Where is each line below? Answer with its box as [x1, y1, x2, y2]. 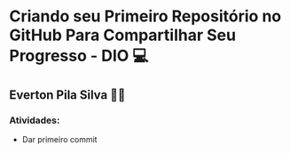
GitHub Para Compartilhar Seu [9, 25, 237, 45]
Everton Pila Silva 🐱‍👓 [9, 87, 126, 102]
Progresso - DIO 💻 [9, 46, 149, 66]
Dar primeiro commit [21, 133, 98, 144]
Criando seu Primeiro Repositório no [9, 6, 282, 27]
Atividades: [9, 114, 60, 126]
